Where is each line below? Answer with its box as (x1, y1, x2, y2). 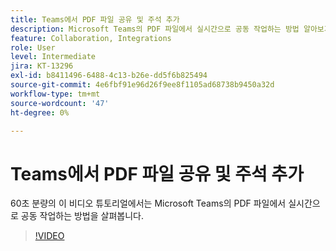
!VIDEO (34, 230, 65, 242)
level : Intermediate (10, 52, 97, 62)
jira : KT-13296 (10, 61, 74, 71)
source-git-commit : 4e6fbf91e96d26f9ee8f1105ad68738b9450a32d (10, 80, 275, 90)
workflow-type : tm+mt (10, 89, 101, 99)
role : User (10, 42, 56, 53)
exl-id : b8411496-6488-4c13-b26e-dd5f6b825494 (10, 71, 208, 81)
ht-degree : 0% (10, 107, 70, 118)
